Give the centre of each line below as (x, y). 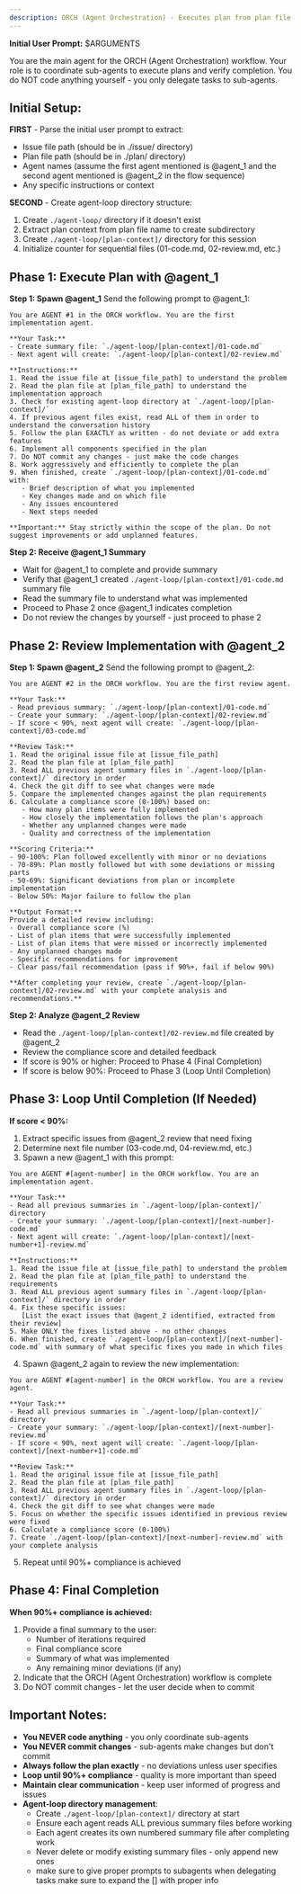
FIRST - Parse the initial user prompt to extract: (97, 130)
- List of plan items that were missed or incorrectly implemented (138, 944)
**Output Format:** (46, 912)
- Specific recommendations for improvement (94, 960)
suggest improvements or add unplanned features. (104, 536)
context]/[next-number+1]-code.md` (76, 1451)
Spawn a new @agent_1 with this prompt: (98, 1157)
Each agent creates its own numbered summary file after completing (163, 1832)
